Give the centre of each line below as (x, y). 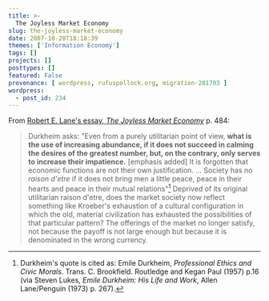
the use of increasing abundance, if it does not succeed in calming (141, 144)
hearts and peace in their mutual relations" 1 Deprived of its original (138, 188)
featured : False (35, 75)
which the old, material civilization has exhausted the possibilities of (140, 214)
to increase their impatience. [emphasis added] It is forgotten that (138, 162)
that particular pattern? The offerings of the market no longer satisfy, (141, 222)
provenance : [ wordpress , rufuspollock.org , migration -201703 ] (118, 83)
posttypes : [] (32, 68)
